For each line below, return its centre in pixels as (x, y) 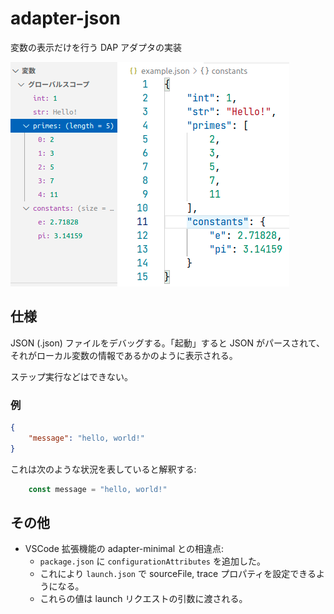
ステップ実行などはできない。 (71, 376)
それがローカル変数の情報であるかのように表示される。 (124, 355)
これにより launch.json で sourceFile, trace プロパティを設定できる (178, 574)
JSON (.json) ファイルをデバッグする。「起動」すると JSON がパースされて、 (168, 343)
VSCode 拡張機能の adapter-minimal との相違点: (124, 549)
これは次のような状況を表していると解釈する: (103, 469)
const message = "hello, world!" (98, 489)
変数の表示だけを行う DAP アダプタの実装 (96, 47)
